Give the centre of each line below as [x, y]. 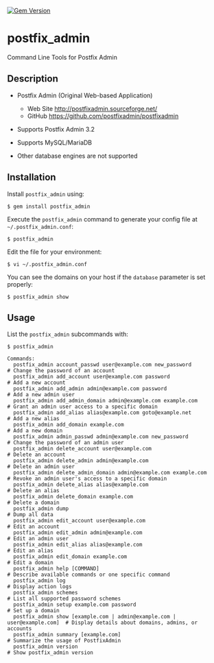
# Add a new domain [35, 431]
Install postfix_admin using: [46, 194]
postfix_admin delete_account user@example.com [83, 449]
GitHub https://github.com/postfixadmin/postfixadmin [103, 116]
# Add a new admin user [41, 395]
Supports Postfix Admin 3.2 [56, 129]
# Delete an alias [33, 491]
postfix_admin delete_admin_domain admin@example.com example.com [110, 473]
